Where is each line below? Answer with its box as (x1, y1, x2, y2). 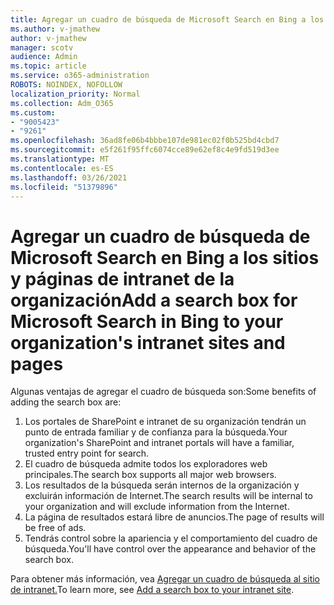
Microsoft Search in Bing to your (10, 310, 284, 333)
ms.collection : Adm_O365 (10, 98, 114, 108)
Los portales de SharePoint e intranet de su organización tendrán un (24, 416, 307, 428)
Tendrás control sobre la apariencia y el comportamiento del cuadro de (24, 532, 318, 545)
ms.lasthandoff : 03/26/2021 (10, 172, 128, 183)
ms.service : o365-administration (10, 71, 150, 81)
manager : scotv (10, 42, 74, 53)
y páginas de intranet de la (10, 267, 235, 290)
